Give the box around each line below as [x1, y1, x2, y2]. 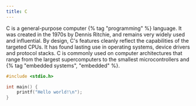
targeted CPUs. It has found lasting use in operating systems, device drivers [6, 43, 190, 50]
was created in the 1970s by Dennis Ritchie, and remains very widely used [6, 30, 185, 38]
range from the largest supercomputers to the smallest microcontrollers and [6, 56, 190, 63]
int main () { [6, 84, 38, 90]
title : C [6, 8, 28, 15]
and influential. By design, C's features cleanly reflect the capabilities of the [6, 37, 189, 44]
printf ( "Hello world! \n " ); [16, 89, 83, 95]
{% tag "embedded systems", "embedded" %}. [6, 62, 120, 69]
